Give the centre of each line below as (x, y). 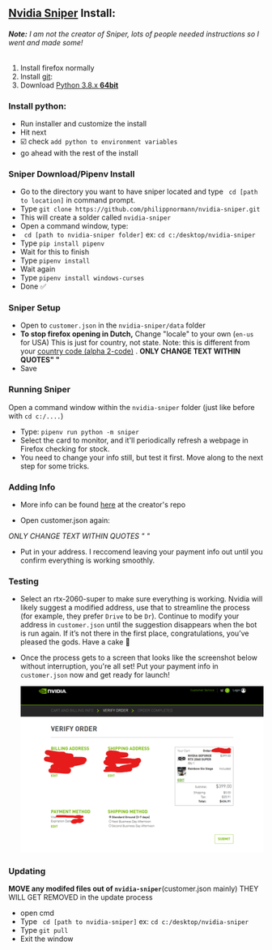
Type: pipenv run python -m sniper (79, 431)
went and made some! (46, 42)
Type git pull (44, 930)
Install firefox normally (57, 67)
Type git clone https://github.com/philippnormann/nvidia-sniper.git (140, 209)
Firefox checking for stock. (65, 448)
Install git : (36, 76)
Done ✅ (33, 286)
